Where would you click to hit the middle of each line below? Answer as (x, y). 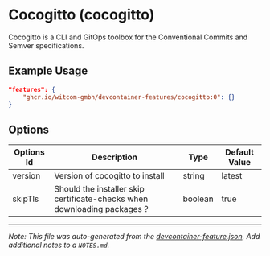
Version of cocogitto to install (109, 176)
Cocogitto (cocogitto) (82, 15)
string (194, 176)
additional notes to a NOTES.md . (59, 245)
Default (239, 152)
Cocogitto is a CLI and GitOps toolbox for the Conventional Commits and (128, 37)
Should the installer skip (99, 189)
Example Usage (48, 71)
